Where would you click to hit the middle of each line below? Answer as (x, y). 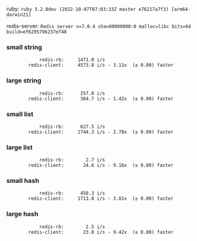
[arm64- (181, 9)
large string (24, 81)
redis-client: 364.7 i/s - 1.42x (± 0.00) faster (101, 98)
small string (24, 47)
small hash (23, 181)
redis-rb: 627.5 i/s (72, 127)
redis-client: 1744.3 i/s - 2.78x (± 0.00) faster (101, 132)
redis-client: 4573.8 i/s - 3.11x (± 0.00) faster (101, 65)
